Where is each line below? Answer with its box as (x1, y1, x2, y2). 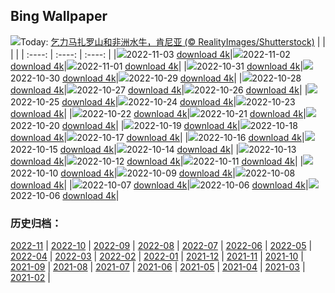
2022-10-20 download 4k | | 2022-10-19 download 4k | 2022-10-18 (10, 119, 298, 131)
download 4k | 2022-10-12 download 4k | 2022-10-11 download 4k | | (10, 155, 304, 167)
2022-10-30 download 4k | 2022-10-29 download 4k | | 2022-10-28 (10, 72, 302, 84)
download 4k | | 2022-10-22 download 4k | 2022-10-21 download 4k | (10, 107, 307, 119)
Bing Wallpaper (10, 8, 108, 25)
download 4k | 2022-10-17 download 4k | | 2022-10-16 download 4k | (10, 131, 305, 143)
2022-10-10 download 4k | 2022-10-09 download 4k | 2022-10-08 (10, 167, 296, 179)
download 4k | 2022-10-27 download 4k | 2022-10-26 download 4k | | (10, 84, 308, 96)
